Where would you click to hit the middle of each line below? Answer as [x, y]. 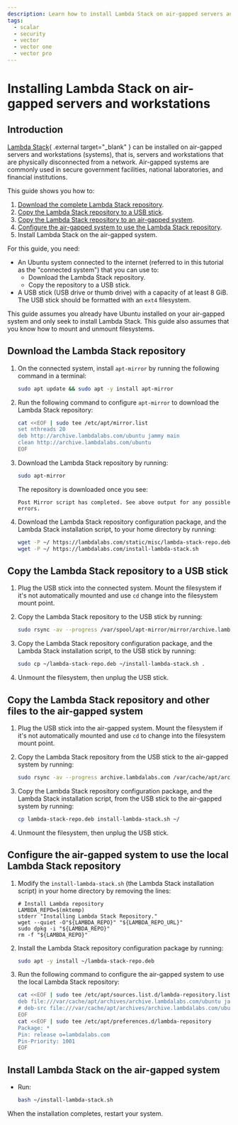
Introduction [35, 130]
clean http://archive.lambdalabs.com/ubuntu [84, 443]
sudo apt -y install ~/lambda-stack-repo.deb [86, 961]
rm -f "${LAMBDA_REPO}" [53, 935]
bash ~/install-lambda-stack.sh [65, 1100]
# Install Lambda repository [61, 904]
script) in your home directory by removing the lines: [94, 891]
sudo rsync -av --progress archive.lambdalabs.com [94, 777]
